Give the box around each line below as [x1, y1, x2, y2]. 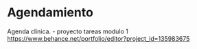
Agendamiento [7, 5, 94, 20]
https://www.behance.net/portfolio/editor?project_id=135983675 [7, 34, 190, 42]
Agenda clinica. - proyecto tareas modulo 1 [7, 27, 129, 35]
